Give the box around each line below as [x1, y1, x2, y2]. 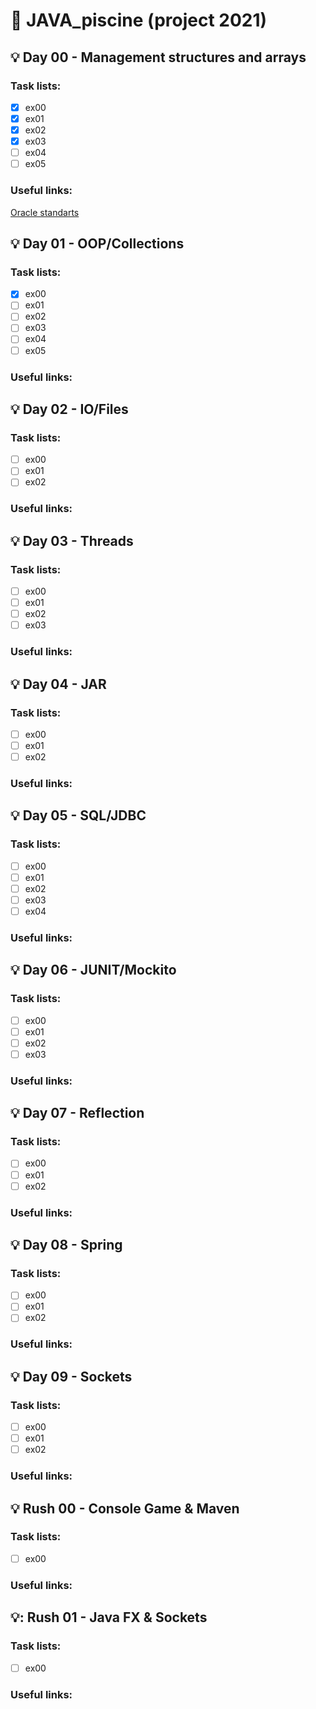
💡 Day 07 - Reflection [10, 1105, 145, 1122]
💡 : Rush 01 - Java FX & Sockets [10, 1609, 208, 1626]
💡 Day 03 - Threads [10, 532, 134, 549]
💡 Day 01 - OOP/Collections [10, 235, 185, 252]
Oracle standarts [10, 206, 80, 218]
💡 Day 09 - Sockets [10, 1368, 133, 1385]
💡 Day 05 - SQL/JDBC [10, 807, 147, 824]
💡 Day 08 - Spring [10, 1236, 123, 1253]
